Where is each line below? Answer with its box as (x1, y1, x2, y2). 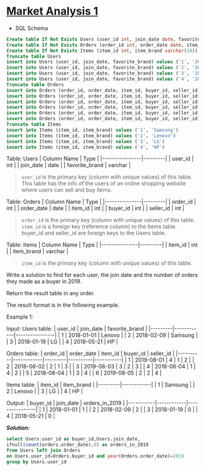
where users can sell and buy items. (21, 186, 112, 193)
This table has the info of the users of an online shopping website (21, 180, 186, 187)
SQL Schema (15, 24, 48, 32)
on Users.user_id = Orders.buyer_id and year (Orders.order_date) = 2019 (6, 453, 184, 459)
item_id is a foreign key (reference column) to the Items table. (21, 223, 178, 230)
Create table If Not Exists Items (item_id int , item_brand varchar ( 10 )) (6, 48, 198, 54)
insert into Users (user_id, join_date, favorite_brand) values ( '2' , (6, 65, 190, 71)
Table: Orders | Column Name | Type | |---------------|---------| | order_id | (6, 198, 196, 206)
